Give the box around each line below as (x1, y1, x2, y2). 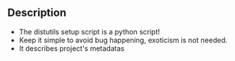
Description (7, 6, 66, 20)
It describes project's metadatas (18, 43, 125, 53)
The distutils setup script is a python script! (18, 27, 161, 36)
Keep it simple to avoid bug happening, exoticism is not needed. (18, 35, 228, 45)
